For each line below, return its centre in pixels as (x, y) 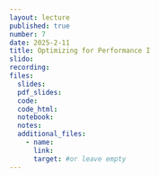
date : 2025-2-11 (40, 42)
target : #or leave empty (79, 159)
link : (43, 150)
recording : (30, 68)
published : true (40, 26)
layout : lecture (40, 17)
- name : (40, 142)
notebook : (35, 117)
